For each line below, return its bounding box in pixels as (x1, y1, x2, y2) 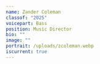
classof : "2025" (6, 15, 47, 21)
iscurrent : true (6, 49, 47, 55)
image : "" (6, 37, 31, 43)
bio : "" (6, 32, 26, 38)
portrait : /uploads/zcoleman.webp (6, 43, 94, 49)
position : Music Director (6, 26, 72, 32)
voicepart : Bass (6, 20, 47, 26)
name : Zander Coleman (6, 9, 61, 15)
